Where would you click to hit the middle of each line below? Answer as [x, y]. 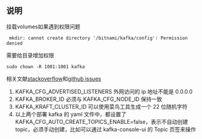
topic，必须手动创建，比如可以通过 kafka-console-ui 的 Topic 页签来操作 [106, 129]
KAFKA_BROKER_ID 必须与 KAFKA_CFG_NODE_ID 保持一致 [88, 99]
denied [15, 43]
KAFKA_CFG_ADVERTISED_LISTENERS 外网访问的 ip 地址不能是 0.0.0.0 [104, 91]
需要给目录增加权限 [30, 55]
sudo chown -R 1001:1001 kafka [46, 66]
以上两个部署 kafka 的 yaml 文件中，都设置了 [71, 114]
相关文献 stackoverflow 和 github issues [54, 79]
